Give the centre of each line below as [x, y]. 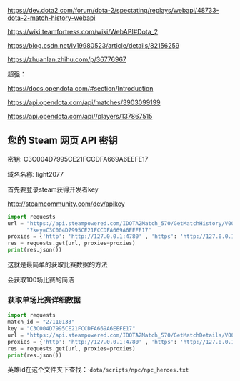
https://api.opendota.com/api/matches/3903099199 [84, 102]
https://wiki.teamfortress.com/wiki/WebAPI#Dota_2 [83, 32]
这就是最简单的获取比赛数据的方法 [57, 264]
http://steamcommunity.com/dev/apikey [66, 204]
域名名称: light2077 [36, 174]
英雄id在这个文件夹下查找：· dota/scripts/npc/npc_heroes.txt [98, 370]
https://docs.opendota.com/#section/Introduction [80, 88]
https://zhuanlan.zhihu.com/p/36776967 [67, 59]
